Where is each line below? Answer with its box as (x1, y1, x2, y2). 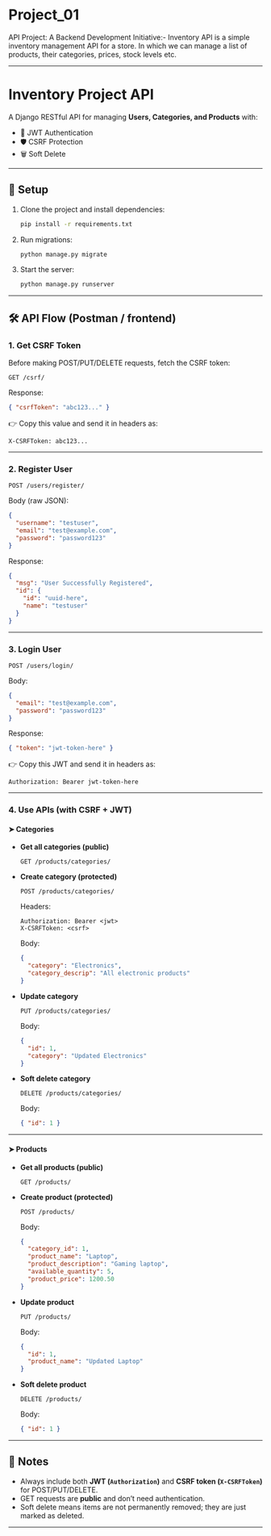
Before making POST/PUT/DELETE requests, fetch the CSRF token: (8, 358, 231, 367)
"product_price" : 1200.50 (27, 1274, 115, 1283)
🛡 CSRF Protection (19, 136, 83, 146)
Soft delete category (19, 1074, 91, 1084)
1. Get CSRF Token (8, 339, 81, 350)
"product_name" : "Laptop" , (27, 1253, 119, 1261)
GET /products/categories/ (19, 858, 111, 866)
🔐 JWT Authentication (19, 128, 94, 137)
